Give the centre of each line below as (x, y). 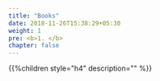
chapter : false (34, 46)
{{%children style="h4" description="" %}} (80, 68)
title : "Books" (34, 16)
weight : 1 (25, 30)
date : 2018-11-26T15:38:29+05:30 (65, 23)
